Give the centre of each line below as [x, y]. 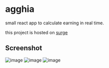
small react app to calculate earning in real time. [54, 23]
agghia [20, 9]
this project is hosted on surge [36, 32]
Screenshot [24, 48]
